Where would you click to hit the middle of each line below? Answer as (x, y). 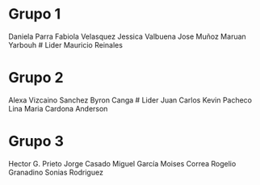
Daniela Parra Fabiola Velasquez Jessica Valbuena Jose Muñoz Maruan (127, 36)
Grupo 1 (35, 14)
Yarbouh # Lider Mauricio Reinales (66, 44)
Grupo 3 (36, 141)
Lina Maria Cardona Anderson (58, 108)
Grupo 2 (36, 78)
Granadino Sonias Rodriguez (56, 172)
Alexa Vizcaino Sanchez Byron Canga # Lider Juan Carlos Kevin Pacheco (130, 100)
